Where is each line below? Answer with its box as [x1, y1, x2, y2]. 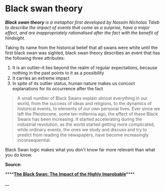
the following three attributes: [5, 55, 65, 61]
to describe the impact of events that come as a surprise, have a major [5, 24, 150, 30]
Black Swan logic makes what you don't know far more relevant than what [5, 147, 155, 153]
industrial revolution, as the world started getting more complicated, [17, 121, 155, 127]
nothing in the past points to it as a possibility [12, 70, 104, 76]
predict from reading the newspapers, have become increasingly [17, 132, 149, 138]
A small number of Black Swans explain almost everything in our [17, 95, 148, 101]
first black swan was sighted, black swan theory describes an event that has [5, 50, 160, 56]
